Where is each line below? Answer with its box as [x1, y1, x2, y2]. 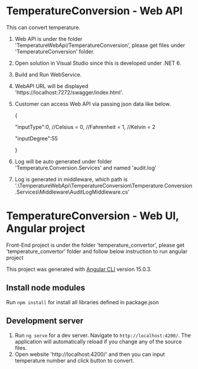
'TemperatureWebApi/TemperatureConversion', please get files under [14, 42, 186, 49]
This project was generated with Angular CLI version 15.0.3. [6, 266, 152, 273]
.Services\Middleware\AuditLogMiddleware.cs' [14, 188, 130, 195]
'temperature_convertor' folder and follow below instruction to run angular [6, 248, 188, 255]
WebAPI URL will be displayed [14, 82, 89, 90]
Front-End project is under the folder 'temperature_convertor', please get [6, 241, 185, 248]
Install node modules [6, 283, 86, 293]
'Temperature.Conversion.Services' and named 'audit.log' [14, 164, 156, 171]
